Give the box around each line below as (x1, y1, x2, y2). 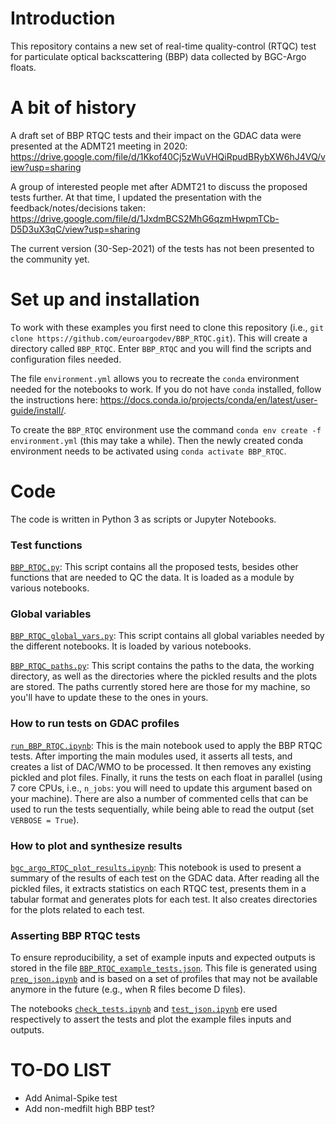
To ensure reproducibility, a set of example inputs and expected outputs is (10, 952, 316, 964)
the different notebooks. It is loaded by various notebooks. (10, 640, 252, 652)
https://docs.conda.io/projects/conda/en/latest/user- (99, 393, 318, 406)
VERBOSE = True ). (10, 813, 80, 826)
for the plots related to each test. (10, 903, 145, 916)
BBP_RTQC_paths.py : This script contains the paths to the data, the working (10, 660, 315, 672)
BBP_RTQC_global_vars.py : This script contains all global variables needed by (10, 630, 325, 642)
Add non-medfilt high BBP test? (24, 1103, 156, 1115)
